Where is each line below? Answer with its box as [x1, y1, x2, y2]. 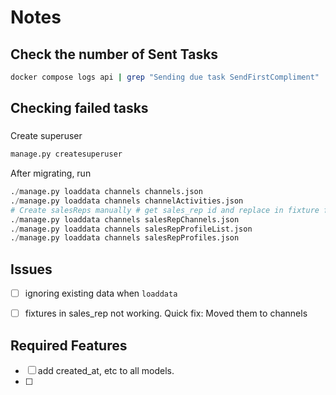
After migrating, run [10, 167, 92, 180]
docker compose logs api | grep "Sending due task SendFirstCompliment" [10, 72, 320, 82]
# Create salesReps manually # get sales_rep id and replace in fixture [10, 205, 320, 215]
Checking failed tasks [10, 100, 149, 117]
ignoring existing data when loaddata [24, 287, 178, 300]
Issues [10, 261, 53, 278]
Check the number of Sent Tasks [10, 46, 219, 63]
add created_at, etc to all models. [37, 365, 175, 377]
